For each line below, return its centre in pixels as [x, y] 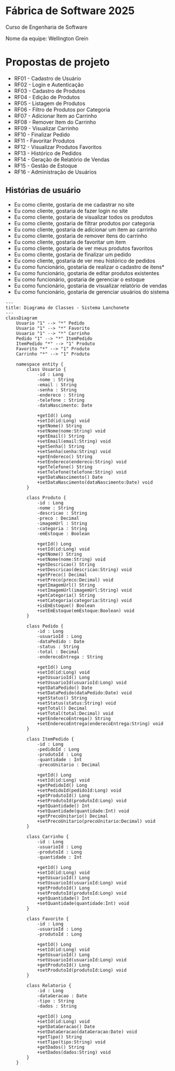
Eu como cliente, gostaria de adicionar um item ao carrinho [85, 229]
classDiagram [21, 318]
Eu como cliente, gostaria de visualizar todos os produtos [83, 217]
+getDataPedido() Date [65, 688]
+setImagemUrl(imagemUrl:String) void [84, 590]
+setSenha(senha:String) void [74, 451]
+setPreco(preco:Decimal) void [75, 580]
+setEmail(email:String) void [74, 441]
